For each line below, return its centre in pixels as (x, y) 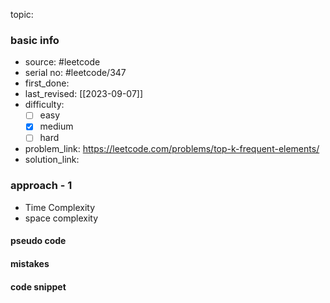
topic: (22, 14)
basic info (35, 40)
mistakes (30, 263)
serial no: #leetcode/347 (75, 73)
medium (56, 126)
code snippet (38, 286)
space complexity (61, 218)
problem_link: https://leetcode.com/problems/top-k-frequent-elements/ (172, 149)
